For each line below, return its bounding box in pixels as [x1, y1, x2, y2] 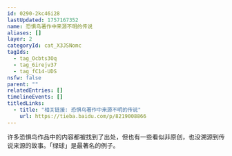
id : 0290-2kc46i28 [7, 10, 60, 17]
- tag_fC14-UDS [13, 68, 57, 75]
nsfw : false [7, 74, 41, 81]
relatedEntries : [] [7, 87, 64, 94]
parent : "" [7, 81, 39, 88]
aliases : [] [7, 29, 41, 37]
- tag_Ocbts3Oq [13, 55, 57, 62]
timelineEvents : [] [7, 94, 64, 101]
